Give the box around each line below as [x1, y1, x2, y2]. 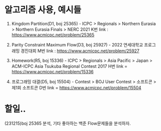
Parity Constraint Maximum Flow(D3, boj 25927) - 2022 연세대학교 [11, 42, 143, 47]
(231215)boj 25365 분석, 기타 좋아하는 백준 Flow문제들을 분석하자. [4, 120, 131, 126]
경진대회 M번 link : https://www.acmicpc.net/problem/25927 [20, 48, 140, 54]
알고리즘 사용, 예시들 [4, 4, 82, 15]
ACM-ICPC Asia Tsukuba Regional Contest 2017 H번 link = [11, 63, 128, 69]
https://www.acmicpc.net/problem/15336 [11, 69, 94, 74]
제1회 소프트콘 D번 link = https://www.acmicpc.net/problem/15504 [11, 85, 142, 90]
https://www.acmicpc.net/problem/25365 [11, 32, 95, 38]
